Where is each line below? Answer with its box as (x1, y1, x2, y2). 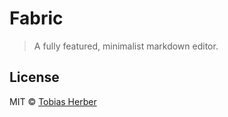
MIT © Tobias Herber (9, 95, 97, 107)
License (9, 69, 60, 86)
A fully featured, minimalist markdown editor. (33, 40, 219, 52)
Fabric (9, 7, 64, 30)
